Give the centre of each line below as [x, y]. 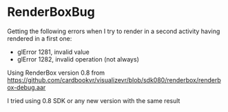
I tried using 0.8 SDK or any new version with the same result [94, 100]
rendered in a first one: [40, 38]
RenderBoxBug [51, 12]
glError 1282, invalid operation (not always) [78, 59]
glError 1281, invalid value [53, 52]
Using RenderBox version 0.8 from [56, 73]
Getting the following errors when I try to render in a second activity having [114, 31]
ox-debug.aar [27, 87]
